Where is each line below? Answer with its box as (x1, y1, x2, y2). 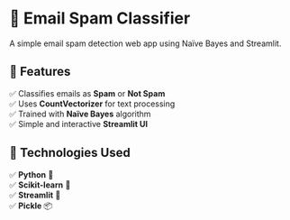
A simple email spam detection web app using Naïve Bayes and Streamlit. (9, 38, 282, 49)
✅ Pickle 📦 (9, 200, 53, 211)
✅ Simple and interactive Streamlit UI (9, 118, 149, 129)
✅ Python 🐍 (9, 169, 54, 179)
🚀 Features (9, 64, 71, 79)
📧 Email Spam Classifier (9, 8, 191, 29)
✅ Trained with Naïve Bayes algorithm (9, 108, 151, 119)
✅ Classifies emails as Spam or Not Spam (9, 87, 166, 98)
